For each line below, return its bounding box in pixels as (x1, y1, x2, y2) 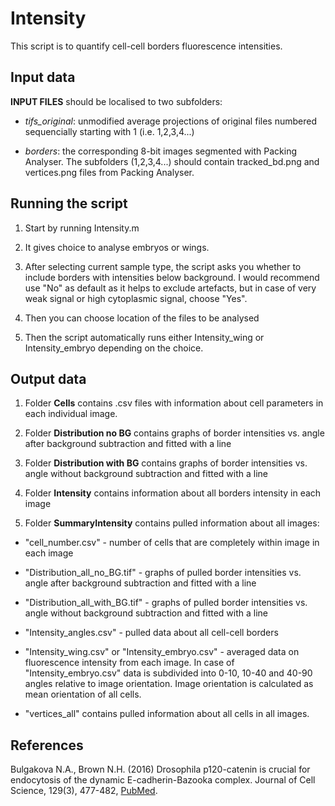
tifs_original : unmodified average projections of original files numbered (24, 115, 317, 127)
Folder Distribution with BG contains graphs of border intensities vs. (24, 457, 308, 469)
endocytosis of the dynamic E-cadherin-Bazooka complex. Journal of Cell (10, 774, 316, 786)
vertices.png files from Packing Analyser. (24, 166, 195, 178)
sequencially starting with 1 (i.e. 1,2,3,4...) (24, 125, 195, 137)
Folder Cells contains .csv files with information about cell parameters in (24, 397, 324, 409)
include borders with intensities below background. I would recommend (24, 271, 320, 283)
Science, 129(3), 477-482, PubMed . (10, 785, 158, 797)
